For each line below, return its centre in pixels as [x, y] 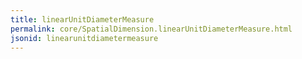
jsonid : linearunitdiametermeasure [84, 38]
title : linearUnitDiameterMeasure [82, 19]
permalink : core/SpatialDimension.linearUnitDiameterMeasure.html [151, 29]
